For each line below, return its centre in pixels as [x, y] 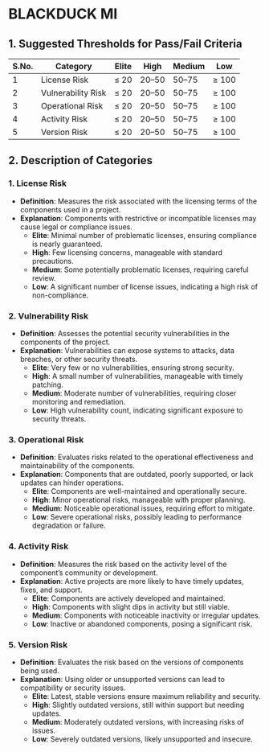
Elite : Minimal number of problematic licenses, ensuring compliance [144, 235]
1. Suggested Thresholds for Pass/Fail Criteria [125, 44]
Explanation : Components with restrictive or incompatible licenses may [138, 218]
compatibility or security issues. [73, 688]
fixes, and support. [51, 590]
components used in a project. [70, 209]
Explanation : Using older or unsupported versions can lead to [122, 679]
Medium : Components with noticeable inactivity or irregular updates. [146, 615]
